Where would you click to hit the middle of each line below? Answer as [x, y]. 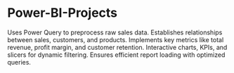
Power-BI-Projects [63, 13]
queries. [19, 62]
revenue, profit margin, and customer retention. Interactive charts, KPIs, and [117, 47]
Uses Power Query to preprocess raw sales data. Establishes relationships [115, 32]
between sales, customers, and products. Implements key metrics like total [116, 39]
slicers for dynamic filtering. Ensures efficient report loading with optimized [116, 55]
